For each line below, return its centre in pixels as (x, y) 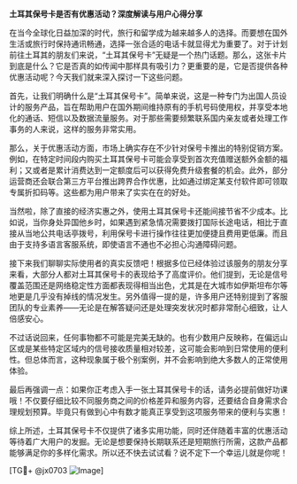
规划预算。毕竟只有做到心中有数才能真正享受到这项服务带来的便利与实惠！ (152, 412)
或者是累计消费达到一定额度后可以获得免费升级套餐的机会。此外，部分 (160, 170)
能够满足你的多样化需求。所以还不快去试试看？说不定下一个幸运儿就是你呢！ (148, 453)
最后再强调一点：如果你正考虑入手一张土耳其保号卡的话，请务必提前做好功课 (148, 390)
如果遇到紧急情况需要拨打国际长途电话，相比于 (194, 222)
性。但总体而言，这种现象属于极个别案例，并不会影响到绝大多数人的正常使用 (148, 359)
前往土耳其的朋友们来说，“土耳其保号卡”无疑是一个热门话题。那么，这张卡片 (148, 55)
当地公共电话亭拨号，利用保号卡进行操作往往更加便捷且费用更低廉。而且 (156, 233)
